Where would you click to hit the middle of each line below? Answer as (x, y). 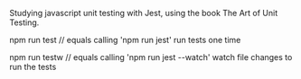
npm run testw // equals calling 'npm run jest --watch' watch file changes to (151, 57)
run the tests (33, 67)
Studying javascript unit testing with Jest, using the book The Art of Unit (144, 13)
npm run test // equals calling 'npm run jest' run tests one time (125, 40)
